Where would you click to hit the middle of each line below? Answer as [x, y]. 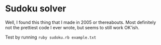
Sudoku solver [36, 9]
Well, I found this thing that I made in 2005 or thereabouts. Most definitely [81, 22]
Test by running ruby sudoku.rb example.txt [51, 37]
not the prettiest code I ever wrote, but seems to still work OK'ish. [72, 27]
